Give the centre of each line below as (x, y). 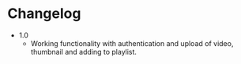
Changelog (44, 14)
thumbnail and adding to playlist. (84, 52)
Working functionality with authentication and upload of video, (132, 43)
